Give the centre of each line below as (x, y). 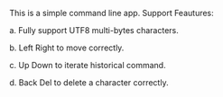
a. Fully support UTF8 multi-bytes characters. (94, 30)
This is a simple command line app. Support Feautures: (111, 13)
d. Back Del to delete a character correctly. (89, 83)
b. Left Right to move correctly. (67, 48)
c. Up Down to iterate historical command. (88, 65)
